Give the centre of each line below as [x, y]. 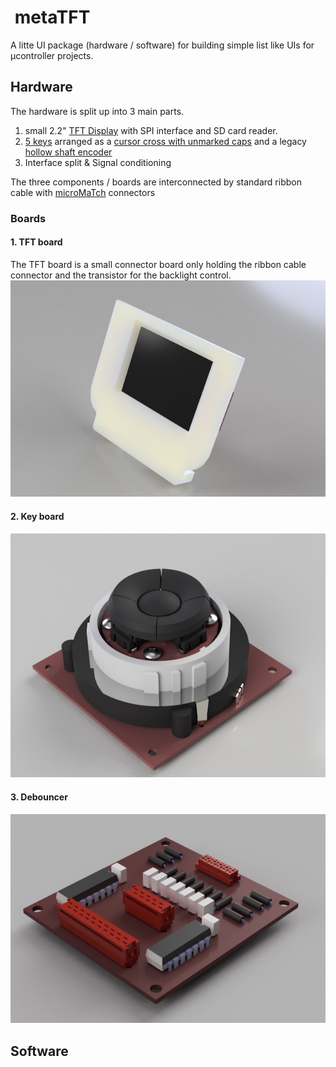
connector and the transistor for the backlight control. [121, 275]
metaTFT [52, 17]
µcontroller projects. [52, 55]
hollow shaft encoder [68, 152]
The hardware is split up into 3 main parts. [97, 111]
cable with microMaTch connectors [83, 192]
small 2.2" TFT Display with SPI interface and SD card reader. [151, 130]
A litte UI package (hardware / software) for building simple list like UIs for [162, 45]
